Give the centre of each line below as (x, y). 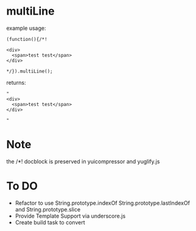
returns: (16, 82)
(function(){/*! (27, 39)
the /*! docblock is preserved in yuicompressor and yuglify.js (83, 161)
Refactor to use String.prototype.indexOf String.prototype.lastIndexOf (103, 203)
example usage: (26, 28)
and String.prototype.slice (48, 209)
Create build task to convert (50, 222)
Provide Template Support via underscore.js (70, 216)
